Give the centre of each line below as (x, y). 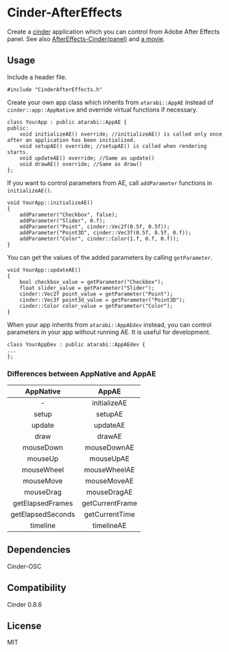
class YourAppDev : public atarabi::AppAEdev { (76, 344)
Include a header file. (37, 77)
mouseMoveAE (110, 481)
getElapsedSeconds (43, 514)
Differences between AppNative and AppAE (82, 374)
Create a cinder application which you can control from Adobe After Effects (113, 32)
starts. (18, 152)
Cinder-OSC (24, 566)
